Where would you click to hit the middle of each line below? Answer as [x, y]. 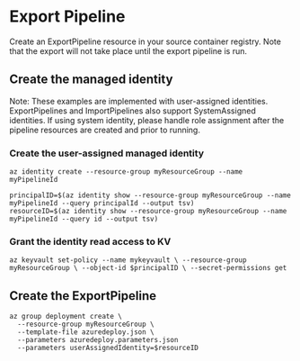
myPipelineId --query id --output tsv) [84, 219]
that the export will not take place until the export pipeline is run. [128, 50]
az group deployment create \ [66, 317]
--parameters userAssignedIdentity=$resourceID [108, 348]
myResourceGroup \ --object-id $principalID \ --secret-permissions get [148, 268]
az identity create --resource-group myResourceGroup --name [126, 172]
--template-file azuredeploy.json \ [86, 332]
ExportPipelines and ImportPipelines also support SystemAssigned [132, 111]
